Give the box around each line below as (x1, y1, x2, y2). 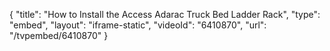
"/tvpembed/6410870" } (9, 30, 109, 41)
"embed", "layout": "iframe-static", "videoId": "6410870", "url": (9, 19, 267, 31)
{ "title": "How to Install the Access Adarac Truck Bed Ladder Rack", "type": (9, 9, 321, 20)
